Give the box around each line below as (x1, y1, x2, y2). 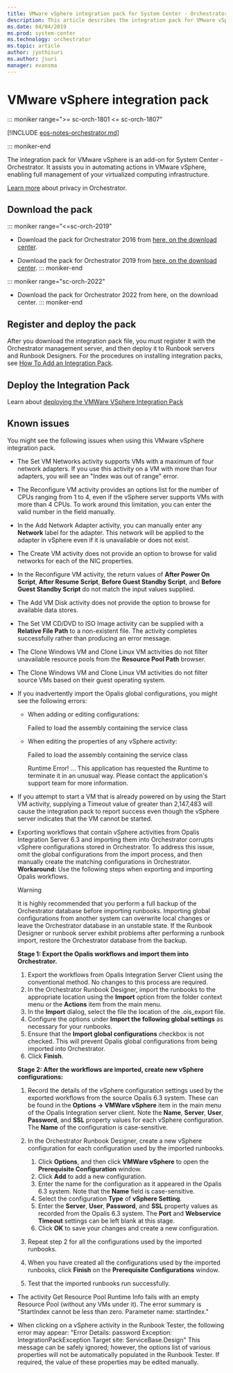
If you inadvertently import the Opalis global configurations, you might (17, 689, 218, 698)
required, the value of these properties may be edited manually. (17, 1358, 199, 1366)
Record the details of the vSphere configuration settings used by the (27, 1086, 223, 1094)
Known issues (7, 418, 70, 430)
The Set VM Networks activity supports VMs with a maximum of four (17, 457, 214, 465)
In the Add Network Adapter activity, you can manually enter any (17, 521, 202, 529)
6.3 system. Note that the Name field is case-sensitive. (37, 1187, 196, 1195)
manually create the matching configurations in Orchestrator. (17, 857, 192, 866)
